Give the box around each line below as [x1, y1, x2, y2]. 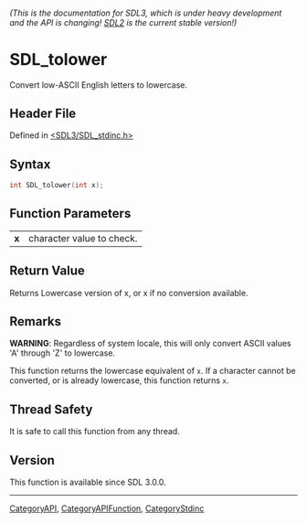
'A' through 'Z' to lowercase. [9, 347, 116, 358]
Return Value [9, 263, 85, 279]
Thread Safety [9, 401, 93, 417]
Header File [9, 105, 77, 121]
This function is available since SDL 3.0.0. [9, 476, 166, 488]
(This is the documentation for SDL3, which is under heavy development [9, 7, 282, 18]
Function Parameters [9, 206, 132, 221]
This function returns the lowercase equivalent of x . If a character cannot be [9, 366, 296, 377]
